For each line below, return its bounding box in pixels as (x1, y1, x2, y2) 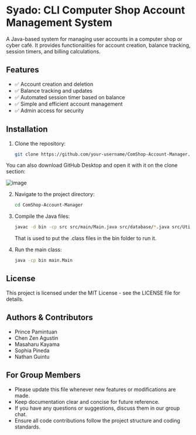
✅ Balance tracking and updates (14, 87, 92, 94)
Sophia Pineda (14, 347, 50, 354)
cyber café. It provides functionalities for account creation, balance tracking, (6, 42, 191, 49)
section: (6, 168, 26, 175)
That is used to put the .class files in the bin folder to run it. (14, 235, 157, 242)
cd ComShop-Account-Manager (14, 202, 83, 208)
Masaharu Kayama (14, 340, 60, 348)
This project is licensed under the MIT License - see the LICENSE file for (6, 289, 180, 296)
